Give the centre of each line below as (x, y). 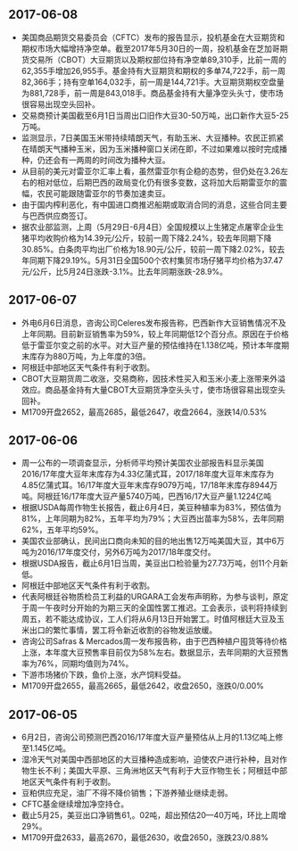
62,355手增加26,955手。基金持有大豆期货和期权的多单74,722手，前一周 (153, 70)
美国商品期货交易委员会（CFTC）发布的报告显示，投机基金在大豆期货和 (153, 37)
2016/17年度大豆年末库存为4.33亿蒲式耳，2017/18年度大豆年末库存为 (148, 474)
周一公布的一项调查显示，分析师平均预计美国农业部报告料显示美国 (142, 463)
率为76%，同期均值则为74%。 (77, 664)
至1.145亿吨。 (46, 748)
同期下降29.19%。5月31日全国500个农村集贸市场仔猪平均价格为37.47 (156, 260)
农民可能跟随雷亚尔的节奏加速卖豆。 (103, 193)
